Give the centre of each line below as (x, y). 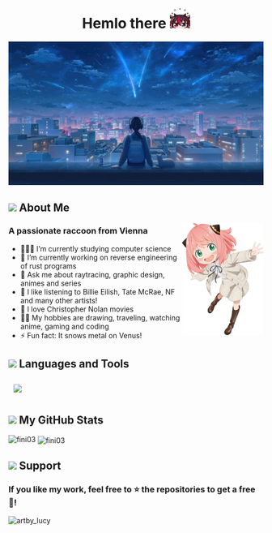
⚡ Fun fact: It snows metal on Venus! (81, 335)
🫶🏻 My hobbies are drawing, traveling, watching (100, 317)
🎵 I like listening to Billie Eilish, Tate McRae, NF (98, 291)
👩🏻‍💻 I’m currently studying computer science (96, 248)
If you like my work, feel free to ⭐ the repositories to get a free (132, 489)
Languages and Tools (74, 364)
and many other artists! (59, 300)
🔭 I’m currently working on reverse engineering (98, 257)
